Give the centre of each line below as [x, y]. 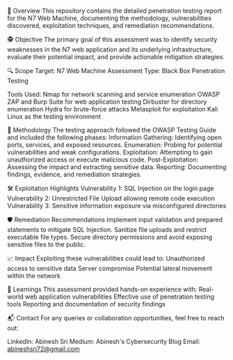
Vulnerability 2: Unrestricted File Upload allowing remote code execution [111, 198]
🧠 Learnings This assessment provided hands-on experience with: [102, 289]
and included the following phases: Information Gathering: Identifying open [115, 137]
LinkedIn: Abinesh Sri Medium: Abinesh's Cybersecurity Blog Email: [104, 342]
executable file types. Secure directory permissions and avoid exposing [110, 237]
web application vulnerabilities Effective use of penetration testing [119, 297]
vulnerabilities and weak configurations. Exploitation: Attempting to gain [110, 152]
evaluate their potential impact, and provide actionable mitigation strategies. [116, 57]
